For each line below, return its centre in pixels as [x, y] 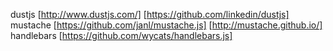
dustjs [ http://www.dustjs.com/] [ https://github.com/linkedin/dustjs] [150, 14]
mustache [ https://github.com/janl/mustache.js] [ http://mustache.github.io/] [166, 25]
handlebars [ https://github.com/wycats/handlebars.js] [121, 35]
